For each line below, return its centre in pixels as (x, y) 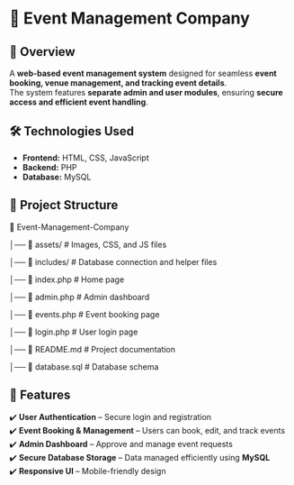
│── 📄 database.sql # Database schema (84, 366)
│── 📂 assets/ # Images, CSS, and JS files (88, 244)
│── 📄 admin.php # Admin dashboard (80, 297)
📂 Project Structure (64, 205)
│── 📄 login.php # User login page (74, 332)
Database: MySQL (57, 177)
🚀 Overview (42, 52)
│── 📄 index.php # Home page (67, 279)
